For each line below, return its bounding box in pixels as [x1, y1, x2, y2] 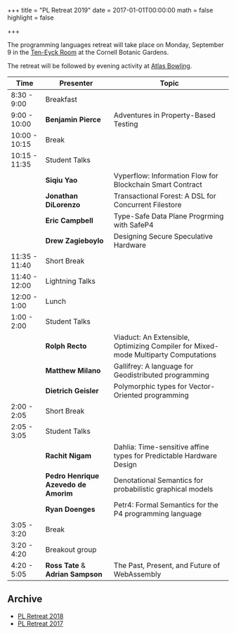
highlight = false [7, 13, 54, 22]
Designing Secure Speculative [113, 232, 213, 241]
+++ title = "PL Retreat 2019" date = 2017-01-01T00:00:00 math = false [7, 6, 214, 14]
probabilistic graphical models [113, 484, 214, 494]
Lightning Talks [45, 277, 96, 286]
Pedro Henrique [45, 471, 100, 480]
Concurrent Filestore [113, 200, 182, 209]
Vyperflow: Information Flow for [113, 171, 219, 180]
